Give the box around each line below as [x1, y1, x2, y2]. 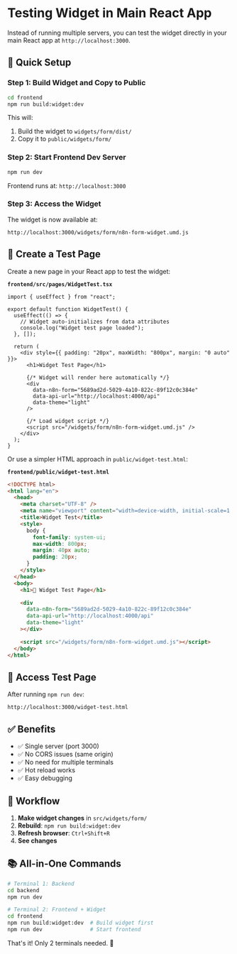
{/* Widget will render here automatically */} [26, 374, 170, 381]
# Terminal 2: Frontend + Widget [7, 906, 106, 914]
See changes [17, 836, 57, 845]
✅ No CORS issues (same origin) [17, 750, 114, 759]
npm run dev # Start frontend [7, 926, 141, 933]
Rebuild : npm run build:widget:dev [17, 821, 121, 830]
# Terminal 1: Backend [7, 880, 75, 887]
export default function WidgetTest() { [7, 305, 129, 313]
